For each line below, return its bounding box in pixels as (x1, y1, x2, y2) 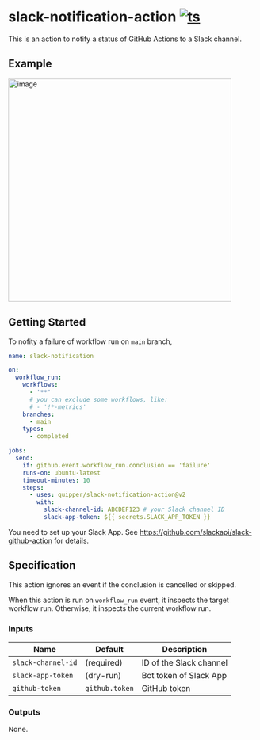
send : (15, 454, 34, 463)
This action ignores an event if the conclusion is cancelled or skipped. (8, 579, 236, 589)
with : (36, 498, 55, 506)
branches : (22, 410, 55, 418)
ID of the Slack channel (141, 658, 228, 669)
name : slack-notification (8, 352, 94, 360)
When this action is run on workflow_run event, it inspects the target (8, 595, 230, 605)
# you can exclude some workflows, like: (29, 395, 169, 403)
